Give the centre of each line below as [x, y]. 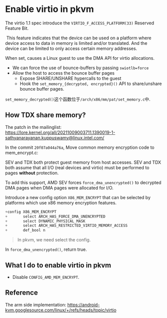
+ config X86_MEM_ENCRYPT [31, 212]
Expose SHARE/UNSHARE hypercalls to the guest [71, 78]
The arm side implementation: [36, 305]
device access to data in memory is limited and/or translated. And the [76, 43]
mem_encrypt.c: [22, 152]
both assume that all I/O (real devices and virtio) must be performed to [77, 167]
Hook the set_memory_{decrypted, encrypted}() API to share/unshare [91, 84]
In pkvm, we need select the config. [54, 240]
